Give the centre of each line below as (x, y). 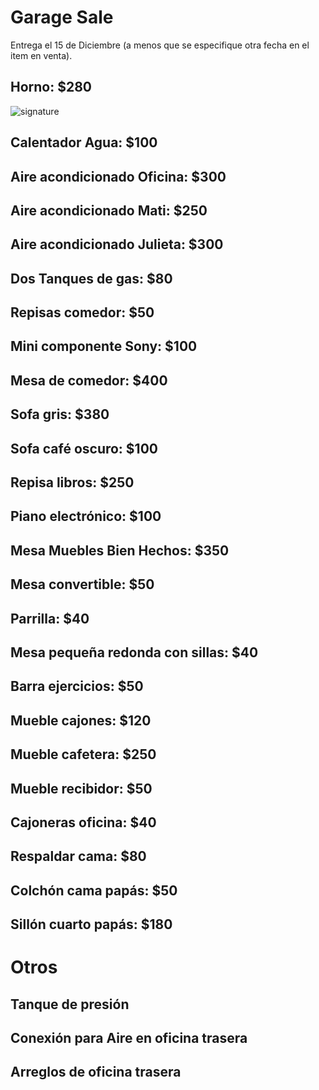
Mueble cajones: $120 (81, 720)
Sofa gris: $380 (60, 414)
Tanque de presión (70, 1004)
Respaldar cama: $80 (78, 856)
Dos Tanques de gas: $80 (91, 278)
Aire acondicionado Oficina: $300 (118, 176)
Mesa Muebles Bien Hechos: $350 (120, 550)
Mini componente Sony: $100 (104, 346)
